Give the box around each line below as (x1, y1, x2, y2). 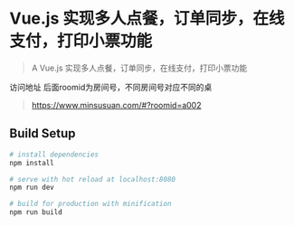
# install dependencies (9, 150, 100, 159)
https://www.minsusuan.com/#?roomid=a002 (31, 99, 202, 110)
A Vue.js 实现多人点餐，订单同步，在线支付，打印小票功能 (31, 62, 248, 73)
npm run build (9, 208, 63, 217)
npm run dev (9, 183, 54, 193)
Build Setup (9, 126, 76, 141)
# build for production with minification (9, 200, 172, 209)
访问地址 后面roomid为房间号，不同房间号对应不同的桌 (9, 81, 213, 92)
